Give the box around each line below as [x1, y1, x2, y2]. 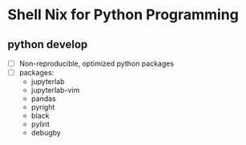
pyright [30, 103, 55, 112]
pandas [30, 94, 57, 103]
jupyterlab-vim [30, 86, 80, 95]
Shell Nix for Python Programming [7, 6, 240, 24]
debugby [30, 128, 61, 138]
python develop [7, 38, 88, 51]
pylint [30, 119, 50, 129]
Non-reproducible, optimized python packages [18, 58, 174, 68]
